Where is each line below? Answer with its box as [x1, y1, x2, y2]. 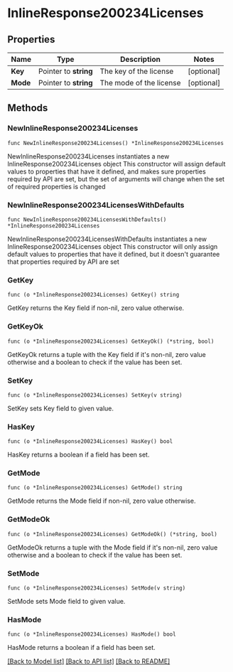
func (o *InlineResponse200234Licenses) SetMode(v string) [7, 585, 186, 592]
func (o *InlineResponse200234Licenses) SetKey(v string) [7, 391, 183, 399]
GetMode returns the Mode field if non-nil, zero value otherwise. [7, 496, 196, 506]
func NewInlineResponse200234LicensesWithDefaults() [7, 215, 167, 223]
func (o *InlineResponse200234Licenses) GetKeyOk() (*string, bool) [7, 338, 215, 345]
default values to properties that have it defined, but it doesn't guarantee [7, 250, 220, 258]
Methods [7, 102, 48, 114]
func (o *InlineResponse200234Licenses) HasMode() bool [7, 631, 176, 638]
